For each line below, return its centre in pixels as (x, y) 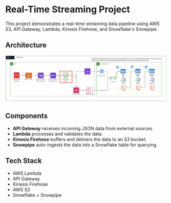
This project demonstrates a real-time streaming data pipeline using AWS (82, 24)
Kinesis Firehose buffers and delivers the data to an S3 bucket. (80, 139)
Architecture (26, 45)
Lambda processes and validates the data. (58, 134)
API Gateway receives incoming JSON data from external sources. (83, 128)
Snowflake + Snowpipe (37, 195)
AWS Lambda (27, 173)
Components (26, 116)
